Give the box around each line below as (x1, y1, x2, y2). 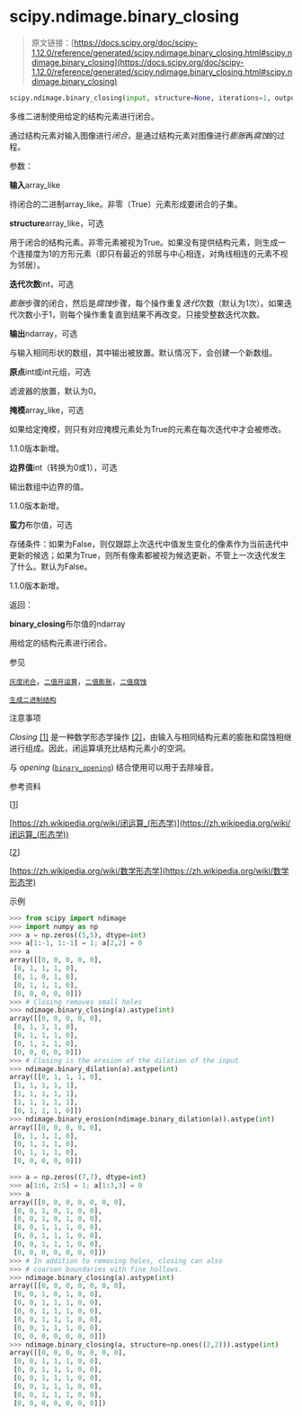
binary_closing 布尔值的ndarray (9, 618, 126, 629)
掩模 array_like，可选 (9, 404, 84, 415)
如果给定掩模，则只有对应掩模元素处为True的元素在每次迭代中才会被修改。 (9, 423, 286, 434)
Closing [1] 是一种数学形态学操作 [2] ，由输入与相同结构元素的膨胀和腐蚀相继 (9, 731, 292, 742)
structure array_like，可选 (9, 218, 104, 229)
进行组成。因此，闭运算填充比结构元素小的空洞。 (9, 743, 191, 753)
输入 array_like (9, 179, 61, 190)
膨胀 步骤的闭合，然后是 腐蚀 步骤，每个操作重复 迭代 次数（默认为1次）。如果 (9, 297, 285, 308)
